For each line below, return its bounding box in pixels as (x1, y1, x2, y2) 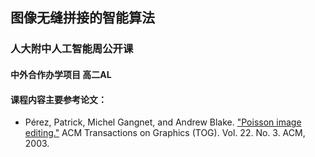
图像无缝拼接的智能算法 (10, 9, 155, 27)
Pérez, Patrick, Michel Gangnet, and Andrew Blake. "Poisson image (24, 116, 302, 128)
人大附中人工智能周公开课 (10, 42, 134, 56)
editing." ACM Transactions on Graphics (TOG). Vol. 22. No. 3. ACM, (24, 127, 306, 139)
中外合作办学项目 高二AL (10, 68, 112, 80)
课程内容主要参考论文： (10, 93, 107, 105)
